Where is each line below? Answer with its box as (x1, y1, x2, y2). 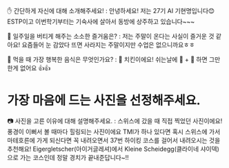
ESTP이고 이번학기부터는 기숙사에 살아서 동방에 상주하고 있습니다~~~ (7, 17, 195, 25)
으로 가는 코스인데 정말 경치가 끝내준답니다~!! (7, 153, 129, 161)
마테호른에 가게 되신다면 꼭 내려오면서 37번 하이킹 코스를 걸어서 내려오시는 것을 (7, 136, 221, 144)
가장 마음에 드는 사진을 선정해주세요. (7, 93, 201, 109)
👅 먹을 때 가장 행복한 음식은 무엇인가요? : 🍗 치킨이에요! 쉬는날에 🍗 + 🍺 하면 (7, 55, 208, 63)
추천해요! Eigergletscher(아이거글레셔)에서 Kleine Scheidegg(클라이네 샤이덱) (7, 145, 219, 153)
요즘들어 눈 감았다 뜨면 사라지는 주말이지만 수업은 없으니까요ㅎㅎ (21, 41, 195, 49)
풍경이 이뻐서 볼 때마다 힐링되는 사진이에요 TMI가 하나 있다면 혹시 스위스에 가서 (7, 127, 221, 136)
